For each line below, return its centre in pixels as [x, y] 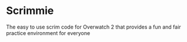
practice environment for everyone [48, 33]
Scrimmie [30, 11]
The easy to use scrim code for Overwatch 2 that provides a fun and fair [93, 27]
